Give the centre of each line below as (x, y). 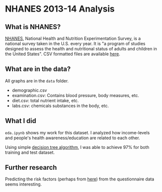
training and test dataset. (30, 152)
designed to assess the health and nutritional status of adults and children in (81, 49)
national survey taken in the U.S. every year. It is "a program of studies (75, 44)
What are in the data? (38, 69)
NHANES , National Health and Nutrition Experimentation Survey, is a (73, 38)
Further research (31, 168)
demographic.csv (29, 90)
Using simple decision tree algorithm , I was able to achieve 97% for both (77, 147)
